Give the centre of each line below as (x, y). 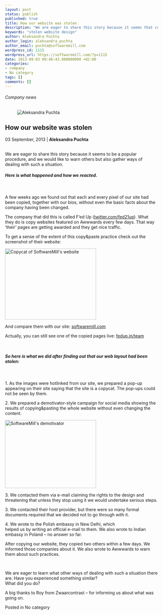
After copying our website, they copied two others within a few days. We (78, 544)
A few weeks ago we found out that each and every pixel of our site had (77, 197)
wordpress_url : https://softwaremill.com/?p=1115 (56, 55)
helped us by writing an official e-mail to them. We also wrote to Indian (76, 529)
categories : (17, 64)
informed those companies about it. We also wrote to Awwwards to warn (78, 549)
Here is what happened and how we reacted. (51, 175)
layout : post (18, 9)
